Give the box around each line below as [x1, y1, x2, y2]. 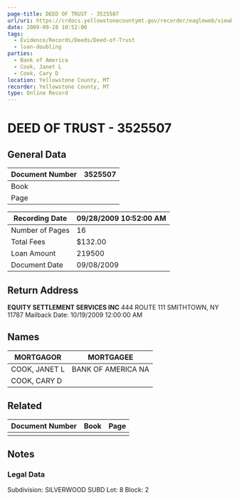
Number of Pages [11, 225, 70, 235]
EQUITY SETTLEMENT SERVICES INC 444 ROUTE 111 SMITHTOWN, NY [7, 303, 219, 311]
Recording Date [13, 214, 68, 224]
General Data [7, 148, 67, 161]
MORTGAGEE [87, 352, 134, 362]
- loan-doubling [14, 43, 62, 50]
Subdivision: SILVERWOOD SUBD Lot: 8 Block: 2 [7, 486, 149, 494]
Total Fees [11, 237, 46, 247]
